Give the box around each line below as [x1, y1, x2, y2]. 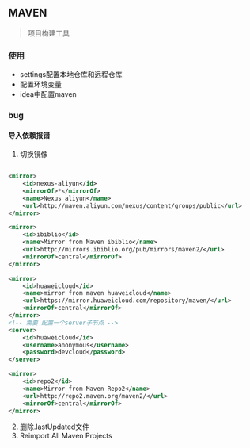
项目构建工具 [27, 28, 70, 38]
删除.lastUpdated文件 [19, 422, 89, 431]
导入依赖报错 [8, 130, 50, 140]
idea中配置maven [19, 90, 77, 99]
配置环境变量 [19, 79, 62, 90]
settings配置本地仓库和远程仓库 [19, 70, 123, 79]
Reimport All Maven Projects [19, 431, 112, 441]
